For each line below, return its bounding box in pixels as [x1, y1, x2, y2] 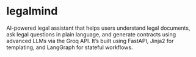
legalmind [6, 4, 58, 18]
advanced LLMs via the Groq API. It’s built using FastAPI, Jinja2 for [6, 37, 174, 44]
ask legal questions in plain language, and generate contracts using [6, 30, 176, 38]
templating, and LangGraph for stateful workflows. [6, 44, 133, 51]
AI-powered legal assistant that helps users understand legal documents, [6, 24, 191, 32]
